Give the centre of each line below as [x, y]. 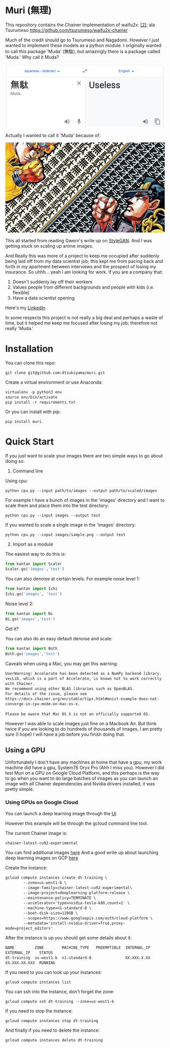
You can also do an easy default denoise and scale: [59, 638]
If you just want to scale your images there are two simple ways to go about [84, 456]
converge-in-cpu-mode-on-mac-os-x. [43, 704]
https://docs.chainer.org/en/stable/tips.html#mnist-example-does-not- [82, 699]
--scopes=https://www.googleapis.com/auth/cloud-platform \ [88, 918]
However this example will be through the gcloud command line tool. [77, 823]
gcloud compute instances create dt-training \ [56, 878]
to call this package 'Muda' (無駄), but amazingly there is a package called [83, 51]
